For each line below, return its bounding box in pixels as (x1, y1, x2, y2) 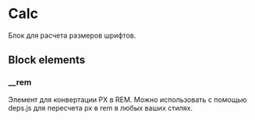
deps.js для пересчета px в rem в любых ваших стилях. (8, 103, 193, 112)
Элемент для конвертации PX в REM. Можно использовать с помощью (8, 95, 247, 104)
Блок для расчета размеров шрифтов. (8, 31, 137, 40)
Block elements (8, 53, 86, 67)
